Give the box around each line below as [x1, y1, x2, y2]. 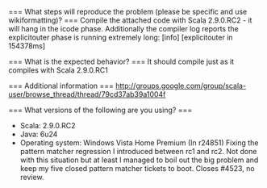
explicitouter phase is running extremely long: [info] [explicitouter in [8, 32, 233, 42]
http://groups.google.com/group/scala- [115, 81, 247, 90]
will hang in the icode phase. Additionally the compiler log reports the [8, 24, 240, 33]
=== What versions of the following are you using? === [8, 105, 193, 115]
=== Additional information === [8, 81, 115, 90]
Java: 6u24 [19, 129, 58, 139]
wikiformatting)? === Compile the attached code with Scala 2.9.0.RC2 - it [8, 15, 252, 25]
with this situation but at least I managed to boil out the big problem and [19, 155, 259, 165]
